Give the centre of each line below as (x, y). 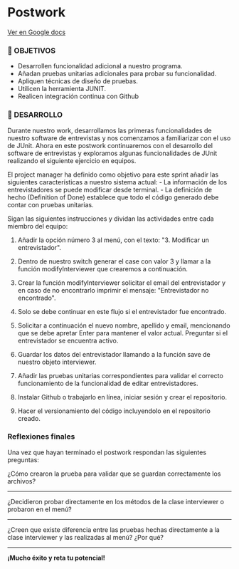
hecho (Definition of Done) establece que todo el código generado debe (113, 197)
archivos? (22, 481)
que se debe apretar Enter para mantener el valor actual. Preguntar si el (123, 333)
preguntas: (23, 459)
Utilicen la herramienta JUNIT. (62, 89)
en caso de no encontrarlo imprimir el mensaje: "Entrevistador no (113, 290)
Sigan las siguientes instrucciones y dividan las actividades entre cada (111, 219)
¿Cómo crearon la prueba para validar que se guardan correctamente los (114, 474)
